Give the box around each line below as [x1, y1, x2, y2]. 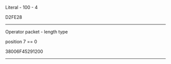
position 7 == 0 [5, 39, 37, 45]
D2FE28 [5, 14, 22, 20]
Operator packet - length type [5, 29, 68, 35]
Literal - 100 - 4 [5, 5, 38, 10]
